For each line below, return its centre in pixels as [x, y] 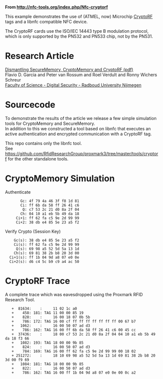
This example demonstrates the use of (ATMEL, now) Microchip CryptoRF [79, 16]
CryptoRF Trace [38, 281]
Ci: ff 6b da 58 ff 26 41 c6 [50, 205]
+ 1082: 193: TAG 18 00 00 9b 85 [47, 343]
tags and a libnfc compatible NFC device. [46, 22]
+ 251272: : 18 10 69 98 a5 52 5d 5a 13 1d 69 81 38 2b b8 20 [83, 356]
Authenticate [18, 192]
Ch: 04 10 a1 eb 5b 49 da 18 [50, 214]
